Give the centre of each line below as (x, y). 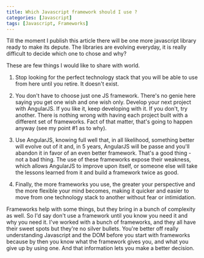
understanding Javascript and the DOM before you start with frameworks (98, 235)
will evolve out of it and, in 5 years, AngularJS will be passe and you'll (102, 147)
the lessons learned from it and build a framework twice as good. (97, 172)
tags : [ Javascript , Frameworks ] (47, 23)
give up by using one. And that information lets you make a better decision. (100, 248)
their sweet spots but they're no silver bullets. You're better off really (92, 229)
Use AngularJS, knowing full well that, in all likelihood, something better (105, 140)
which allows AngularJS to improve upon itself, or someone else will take (106, 166)
